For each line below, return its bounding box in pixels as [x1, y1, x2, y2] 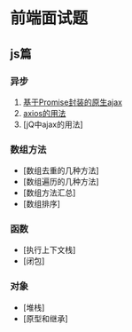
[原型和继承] [22, 312, 69, 324]
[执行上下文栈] [22, 245, 76, 256]
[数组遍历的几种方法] [22, 177, 100, 187]
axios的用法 [22, 107, 66, 118]
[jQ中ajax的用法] [22, 119, 83, 130]
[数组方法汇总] [22, 187, 76, 198]
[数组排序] [22, 199, 61, 209]
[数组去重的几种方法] [22, 165, 100, 176]
